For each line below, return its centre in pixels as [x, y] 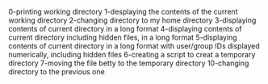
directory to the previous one [57, 71]
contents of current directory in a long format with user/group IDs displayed [134, 46]
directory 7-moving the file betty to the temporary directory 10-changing [129, 63]
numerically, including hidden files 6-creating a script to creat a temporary [132, 55]
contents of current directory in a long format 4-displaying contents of [125, 29]
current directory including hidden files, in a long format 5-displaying [123, 37]
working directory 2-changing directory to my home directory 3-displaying [132, 20]
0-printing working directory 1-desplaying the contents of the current [123, 12]
